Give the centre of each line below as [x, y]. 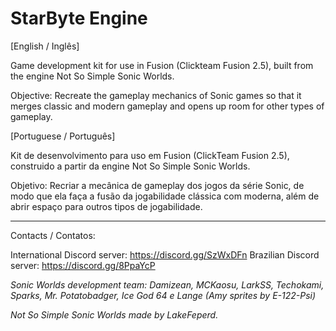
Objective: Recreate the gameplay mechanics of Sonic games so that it [156, 95]
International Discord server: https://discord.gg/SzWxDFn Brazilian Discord [165, 254]
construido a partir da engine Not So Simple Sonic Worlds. [130, 166]
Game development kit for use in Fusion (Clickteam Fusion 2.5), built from [162, 65]
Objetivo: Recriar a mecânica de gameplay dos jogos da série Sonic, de [157, 185]
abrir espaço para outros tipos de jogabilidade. [106, 206]
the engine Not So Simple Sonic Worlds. [92, 76]
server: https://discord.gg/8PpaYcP [83, 265]
